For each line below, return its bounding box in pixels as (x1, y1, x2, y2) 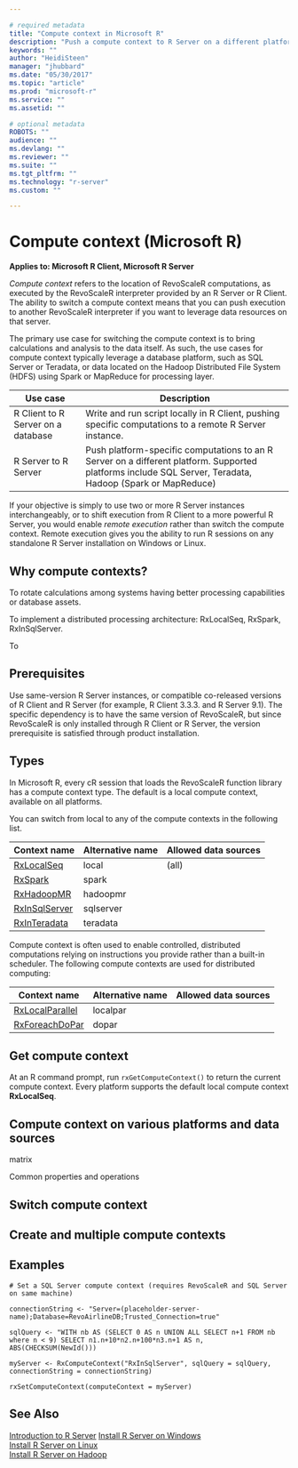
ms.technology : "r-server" (9, 177, 109, 187)
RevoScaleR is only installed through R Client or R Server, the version (9, 718, 261, 729)
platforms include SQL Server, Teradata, (85, 466, 253, 478)
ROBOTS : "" (9, 128, 50, 137)
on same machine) (9, 1288, 74, 1298)
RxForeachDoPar (13, 1018, 84, 1031)
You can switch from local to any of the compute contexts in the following (9, 813, 278, 823)
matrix (9, 1154, 33, 1165)
